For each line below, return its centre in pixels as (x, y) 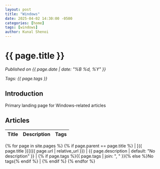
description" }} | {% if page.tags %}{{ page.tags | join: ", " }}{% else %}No (79, 156)
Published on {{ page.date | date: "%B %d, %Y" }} (56, 69)
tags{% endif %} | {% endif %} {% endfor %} (50, 161)
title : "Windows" (23, 14)
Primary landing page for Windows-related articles (56, 105)
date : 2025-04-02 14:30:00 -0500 (39, 18)
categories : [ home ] (25, 23)
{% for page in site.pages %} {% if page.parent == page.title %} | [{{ (73, 146)
